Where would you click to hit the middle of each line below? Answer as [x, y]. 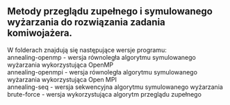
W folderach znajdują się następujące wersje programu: [87, 50]
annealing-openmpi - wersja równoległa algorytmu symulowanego [102, 72]
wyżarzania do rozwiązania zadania [86, 23]
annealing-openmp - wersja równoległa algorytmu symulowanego [101, 57]
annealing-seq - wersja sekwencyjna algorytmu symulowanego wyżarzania [115, 87]
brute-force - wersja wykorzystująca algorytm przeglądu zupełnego [104, 94]
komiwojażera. [40, 33]
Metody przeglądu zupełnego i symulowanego [110, 11]
